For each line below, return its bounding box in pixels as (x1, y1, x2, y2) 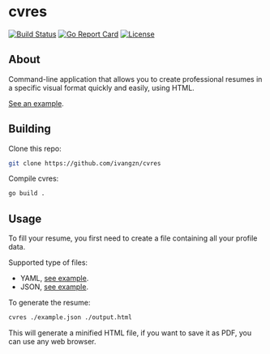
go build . (8, 190, 45, 198)
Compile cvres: (8, 173, 59, 184)
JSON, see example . (19, 282, 89, 292)
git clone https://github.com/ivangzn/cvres (8, 159, 161, 168)
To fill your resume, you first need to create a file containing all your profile (8, 233, 258, 243)
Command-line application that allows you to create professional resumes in (8, 74, 263, 83)
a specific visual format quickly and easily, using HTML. (8, 83, 195, 92)
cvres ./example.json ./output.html (8, 313, 132, 322)
